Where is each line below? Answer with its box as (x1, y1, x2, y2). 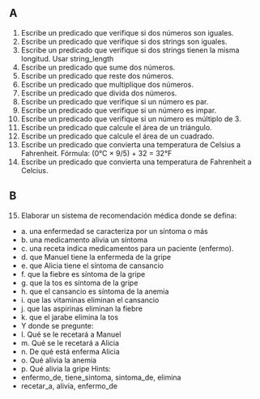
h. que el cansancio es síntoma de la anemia (20, 287, 169, 296)
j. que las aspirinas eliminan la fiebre (20, 303, 143, 313)
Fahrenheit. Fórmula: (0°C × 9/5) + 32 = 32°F (20, 148, 173, 158)
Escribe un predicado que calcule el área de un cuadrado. (20, 131, 215, 141)
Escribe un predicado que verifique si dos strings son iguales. (20, 36, 228, 46)
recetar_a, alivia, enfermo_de (20, 380, 118, 391)
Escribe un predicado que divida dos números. (20, 88, 177, 98)
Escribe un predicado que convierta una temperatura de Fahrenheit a (20, 157, 252, 167)
